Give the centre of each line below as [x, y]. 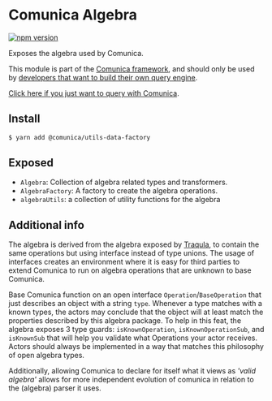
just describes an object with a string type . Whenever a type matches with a [135, 304]
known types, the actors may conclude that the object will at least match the [136, 312]
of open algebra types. [47, 356]
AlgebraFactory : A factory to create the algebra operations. [119, 191]
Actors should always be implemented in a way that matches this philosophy [136, 347]
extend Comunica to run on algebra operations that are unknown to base [130, 270]
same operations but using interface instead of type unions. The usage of [131, 253]
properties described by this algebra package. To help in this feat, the [125, 321]
